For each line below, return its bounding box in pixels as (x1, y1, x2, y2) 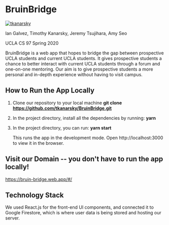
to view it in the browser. (12, 140, 64, 146)
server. (5, 215, 20, 221)
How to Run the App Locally (5, 86, 95, 95)
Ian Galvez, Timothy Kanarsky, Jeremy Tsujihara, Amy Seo (5, 30, 127, 36)
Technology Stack (5, 190, 64, 199)
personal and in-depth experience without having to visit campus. (5, 71, 143, 77)
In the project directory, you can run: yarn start (12, 124, 112, 131)
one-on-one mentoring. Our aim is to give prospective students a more (5, 66, 153, 72)
